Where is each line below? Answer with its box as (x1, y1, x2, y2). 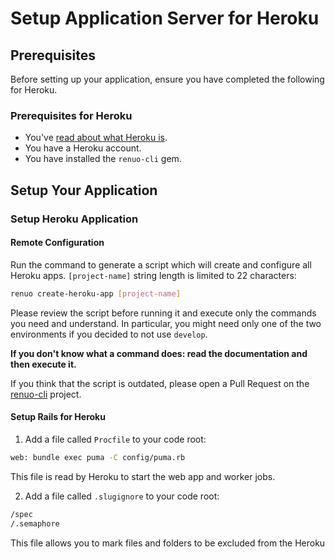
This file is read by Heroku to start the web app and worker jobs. (10, 470, 276, 482)
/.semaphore (10, 518, 60, 529)
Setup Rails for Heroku (10, 411, 106, 423)
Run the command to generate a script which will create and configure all (10, 258, 312, 271)
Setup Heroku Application (10, 212, 139, 226)
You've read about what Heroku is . (24, 132, 168, 144)
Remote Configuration (10, 237, 105, 249)
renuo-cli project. (10, 388, 82, 400)
